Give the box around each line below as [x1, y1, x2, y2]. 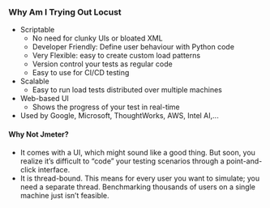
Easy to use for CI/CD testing [32, 68, 130, 78]
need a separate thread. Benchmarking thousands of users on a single [19, 181, 255, 192]
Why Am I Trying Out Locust [8, 6, 122, 18]
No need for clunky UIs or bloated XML [32, 33, 164, 43]
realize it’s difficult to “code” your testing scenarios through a [19, 156, 225, 166]
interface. [37, 164, 71, 174]
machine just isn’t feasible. [19, 190, 109, 200]
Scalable [19, 76, 50, 87]
